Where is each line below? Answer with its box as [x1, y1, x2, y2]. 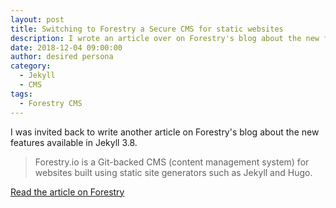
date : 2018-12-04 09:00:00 [10, 42, 123, 53]
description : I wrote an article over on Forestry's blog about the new [10, 33, 320, 43]
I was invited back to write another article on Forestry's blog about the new [10, 126, 320, 138]
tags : [10, 89, 33, 99]
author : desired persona [10, 52, 114, 62]
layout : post [10, 14, 65, 25]
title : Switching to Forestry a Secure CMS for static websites [10, 24, 284, 34]
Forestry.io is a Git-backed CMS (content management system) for [34, 156, 310, 168]
